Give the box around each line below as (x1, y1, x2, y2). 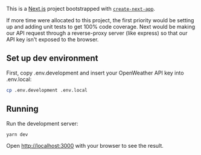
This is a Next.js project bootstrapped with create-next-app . (6, 5, 156, 12)
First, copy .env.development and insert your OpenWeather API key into (6, 69, 184, 76)
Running (6, 104, 39, 114)
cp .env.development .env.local (6, 87, 88, 93)
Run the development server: (6, 120, 78, 127)
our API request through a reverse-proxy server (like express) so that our (6, 29, 188, 37)
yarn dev (6, 132, 28, 138)
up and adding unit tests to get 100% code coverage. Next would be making (6, 23, 196, 30)
